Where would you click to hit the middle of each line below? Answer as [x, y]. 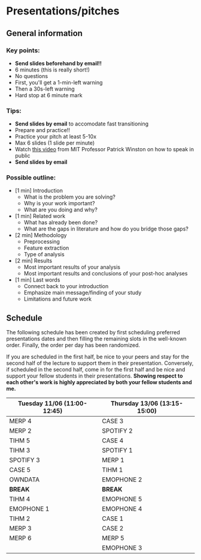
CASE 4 [113, 441]
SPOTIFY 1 [117, 450]
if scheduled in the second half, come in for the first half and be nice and [96, 370]
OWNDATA [25, 480]
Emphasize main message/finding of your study [83, 293]
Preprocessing [42, 242]
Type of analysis [44, 254]
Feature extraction [46, 248]
